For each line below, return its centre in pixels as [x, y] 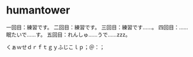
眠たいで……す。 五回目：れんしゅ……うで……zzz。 [68, 34]
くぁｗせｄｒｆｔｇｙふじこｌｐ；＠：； [55, 47]
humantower [38, 10]
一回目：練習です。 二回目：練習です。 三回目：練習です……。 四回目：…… [97, 27]
